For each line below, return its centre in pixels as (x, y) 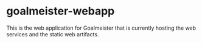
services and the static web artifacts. (53, 34)
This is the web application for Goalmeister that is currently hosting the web (101, 28)
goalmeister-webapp (61, 11)
